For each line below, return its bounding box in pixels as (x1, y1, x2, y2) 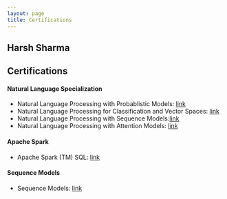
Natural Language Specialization (7, 84, 102, 93)
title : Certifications (7, 17, 72, 23)
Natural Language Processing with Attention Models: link (17, 122, 178, 130)
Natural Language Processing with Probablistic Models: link (17, 100, 186, 108)
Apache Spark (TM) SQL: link (17, 153, 100, 161)
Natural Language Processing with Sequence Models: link (17, 114, 180, 123)
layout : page (7, 10, 45, 17)
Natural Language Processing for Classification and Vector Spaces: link (17, 107, 220, 116)
